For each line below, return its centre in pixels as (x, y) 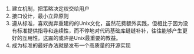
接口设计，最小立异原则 (40, 16)
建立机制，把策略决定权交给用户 (50, 9)
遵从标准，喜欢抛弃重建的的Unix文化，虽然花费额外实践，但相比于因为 (97, 23)
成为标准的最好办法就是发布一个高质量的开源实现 (71, 45)
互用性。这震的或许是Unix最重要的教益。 (72, 38)
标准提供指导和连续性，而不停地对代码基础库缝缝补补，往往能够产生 (100, 31)
